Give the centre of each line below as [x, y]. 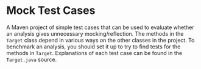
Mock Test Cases [51, 11]
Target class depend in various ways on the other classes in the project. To [100, 40]
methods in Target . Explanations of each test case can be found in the [94, 53]
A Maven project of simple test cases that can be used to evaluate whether [100, 27]
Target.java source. [31, 59]
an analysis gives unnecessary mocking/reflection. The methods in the [95, 33]
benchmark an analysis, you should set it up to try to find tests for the [93, 47]
